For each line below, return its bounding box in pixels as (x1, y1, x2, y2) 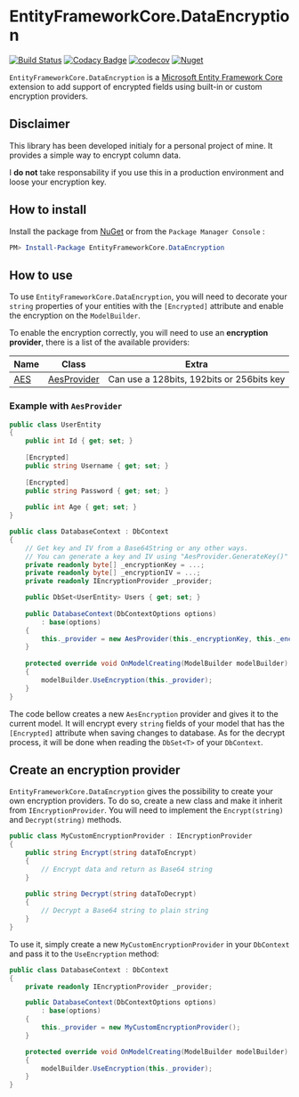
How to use (9, 267, 73, 282)
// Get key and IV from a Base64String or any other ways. (25, 543, 249, 553)
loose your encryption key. (9, 176, 107, 187)
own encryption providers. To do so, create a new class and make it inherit (9, 795, 283, 807)
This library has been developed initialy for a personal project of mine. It (9, 140, 273, 150)
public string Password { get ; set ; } (25, 486, 169, 495)
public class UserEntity (9, 420, 101, 429)
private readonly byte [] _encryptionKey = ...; (25, 560, 205, 569)
